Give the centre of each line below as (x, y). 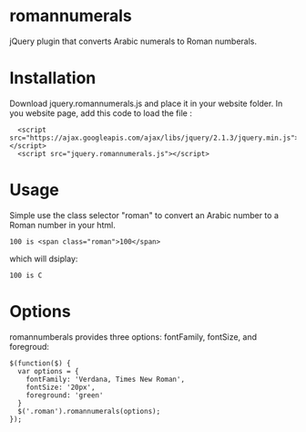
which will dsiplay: (44, 258)
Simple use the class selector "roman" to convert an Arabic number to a (144, 215)
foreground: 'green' (65, 395)
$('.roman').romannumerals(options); (89, 411)
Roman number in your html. (62, 225)
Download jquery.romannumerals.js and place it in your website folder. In (146, 103)
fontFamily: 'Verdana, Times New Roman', (105, 379)
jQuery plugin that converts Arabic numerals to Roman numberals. (133, 41)
